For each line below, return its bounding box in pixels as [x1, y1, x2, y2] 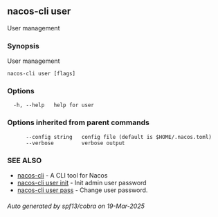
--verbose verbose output [25, 140, 126, 147]
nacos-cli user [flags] [7, 70, 76, 77]
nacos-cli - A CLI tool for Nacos [17, 171, 108, 179]
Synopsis [7, 41, 39, 50]
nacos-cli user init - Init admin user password [17, 179, 147, 187]
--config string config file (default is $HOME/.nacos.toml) [25, 133, 212, 140]
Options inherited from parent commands [7, 117, 150, 127]
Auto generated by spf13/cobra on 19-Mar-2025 [7, 202, 145, 210]
